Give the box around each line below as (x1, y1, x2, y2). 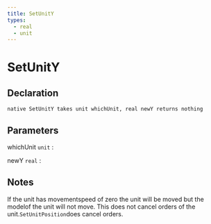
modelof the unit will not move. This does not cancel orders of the (7, 202, 196, 211)
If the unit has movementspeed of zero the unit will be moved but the (7, 195, 205, 203)
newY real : (7, 157, 42, 165)
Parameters (7, 125, 59, 136)
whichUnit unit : (7, 143, 54, 152)
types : (7, 17, 26, 24)
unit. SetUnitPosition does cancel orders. (7, 209, 124, 218)
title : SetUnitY (7, 10, 54, 17)
